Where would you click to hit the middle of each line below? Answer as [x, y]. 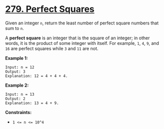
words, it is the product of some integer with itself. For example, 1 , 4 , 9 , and [82, 43]
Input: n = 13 [20, 94]
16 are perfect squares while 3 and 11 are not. [52, 48]
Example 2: [17, 85]
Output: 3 [15, 71]
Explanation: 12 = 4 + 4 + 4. [37, 76]
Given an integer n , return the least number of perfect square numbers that [82, 23]
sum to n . [14, 28]
